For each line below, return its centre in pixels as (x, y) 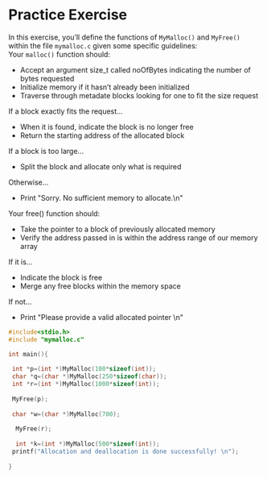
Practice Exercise (68, 15)
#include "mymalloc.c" (46, 339)
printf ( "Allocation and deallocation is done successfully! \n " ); (125, 452)
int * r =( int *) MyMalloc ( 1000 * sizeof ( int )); (86, 384)
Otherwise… (29, 182)
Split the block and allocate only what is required (101, 166)
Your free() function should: (54, 213)
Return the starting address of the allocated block (102, 135)
